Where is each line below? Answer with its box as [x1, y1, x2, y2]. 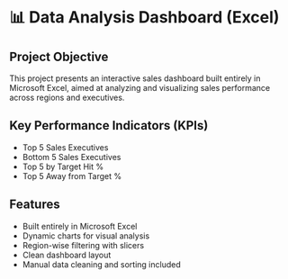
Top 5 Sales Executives [22, 141, 109, 153]
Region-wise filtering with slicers [22, 239, 145, 250]
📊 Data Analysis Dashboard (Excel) [9, 7, 280, 28]
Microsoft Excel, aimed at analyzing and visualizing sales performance [9, 83, 271, 93]
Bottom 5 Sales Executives [22, 151, 121, 162]
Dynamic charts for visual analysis [22, 230, 150, 241]
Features [9, 197, 60, 212]
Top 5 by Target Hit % [22, 161, 104, 172]
